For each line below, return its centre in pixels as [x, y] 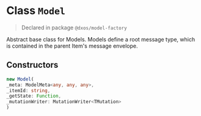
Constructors [32, 65]
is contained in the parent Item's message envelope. [72, 46]
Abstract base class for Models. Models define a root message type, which [101, 39]
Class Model [36, 11]
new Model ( [20, 79]
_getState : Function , [34, 96]
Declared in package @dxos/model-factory [74, 27]
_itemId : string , [28, 90]
